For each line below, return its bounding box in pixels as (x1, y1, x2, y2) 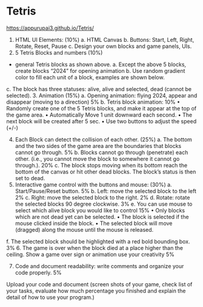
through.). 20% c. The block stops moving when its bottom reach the (15, 161, 188, 169)
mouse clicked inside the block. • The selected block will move (15, 220, 173, 227)
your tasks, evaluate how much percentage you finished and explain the (6, 287, 186, 294)
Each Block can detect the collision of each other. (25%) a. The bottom (15, 135, 193, 143)
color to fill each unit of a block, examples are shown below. (15, 73, 165, 81)
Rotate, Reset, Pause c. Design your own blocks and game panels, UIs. (15, 42, 192, 50)
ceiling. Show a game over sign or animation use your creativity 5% (6, 251, 175, 258)
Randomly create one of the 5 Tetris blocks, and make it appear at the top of (6, 104, 197, 112)
